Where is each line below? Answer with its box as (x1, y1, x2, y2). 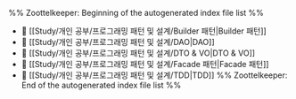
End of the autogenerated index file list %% (21, 80, 182, 90)
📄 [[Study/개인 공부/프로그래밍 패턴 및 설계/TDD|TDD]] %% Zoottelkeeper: (21, 70, 288, 80)
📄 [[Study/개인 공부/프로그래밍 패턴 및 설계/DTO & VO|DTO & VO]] (21, 48, 256, 58)
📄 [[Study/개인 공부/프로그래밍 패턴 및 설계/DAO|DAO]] (21, 37, 215, 47)
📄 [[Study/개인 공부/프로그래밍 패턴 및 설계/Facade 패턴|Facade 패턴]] (21, 59, 269, 69)
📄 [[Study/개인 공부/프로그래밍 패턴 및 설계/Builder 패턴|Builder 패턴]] (21, 26, 267, 36)
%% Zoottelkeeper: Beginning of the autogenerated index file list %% (8, 8, 265, 18)
